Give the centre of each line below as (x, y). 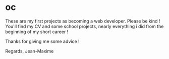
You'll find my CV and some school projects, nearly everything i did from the (84, 26)
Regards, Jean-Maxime (30, 51)
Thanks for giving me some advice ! (42, 41)
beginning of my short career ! (37, 31)
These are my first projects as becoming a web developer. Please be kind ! (83, 21)
